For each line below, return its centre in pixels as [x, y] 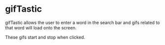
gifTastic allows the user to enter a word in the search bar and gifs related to [82, 22]
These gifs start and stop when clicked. [45, 37]
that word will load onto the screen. [41, 27]
